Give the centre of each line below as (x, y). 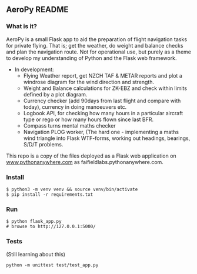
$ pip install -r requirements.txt (50, 194)
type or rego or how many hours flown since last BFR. (89, 119)
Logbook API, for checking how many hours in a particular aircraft (103, 113)
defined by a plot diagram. (55, 94)
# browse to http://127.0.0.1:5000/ (51, 227)
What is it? (21, 26)
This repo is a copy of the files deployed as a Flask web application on (91, 156)
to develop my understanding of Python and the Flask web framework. (91, 58)
